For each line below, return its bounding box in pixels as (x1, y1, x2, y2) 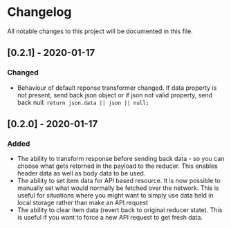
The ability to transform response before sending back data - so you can (17, 155, 225, 163)
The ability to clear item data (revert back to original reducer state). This (17, 206, 223, 214)
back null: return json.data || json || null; (17, 98, 149, 106)
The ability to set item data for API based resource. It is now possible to (17, 177, 221, 185)
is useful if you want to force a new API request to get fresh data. (17, 213, 203, 222)
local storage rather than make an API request (17, 198, 149, 207)
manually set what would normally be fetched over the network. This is (17, 184, 219, 192)
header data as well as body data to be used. (17, 169, 146, 178)
